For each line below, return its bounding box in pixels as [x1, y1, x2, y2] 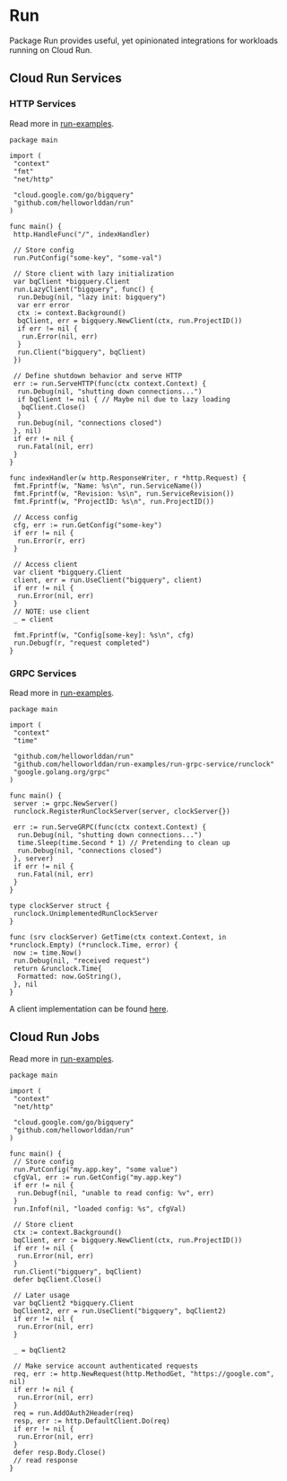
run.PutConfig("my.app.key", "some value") [13, 1165, 178, 1174]
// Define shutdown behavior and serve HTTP [13, 371, 182, 380]
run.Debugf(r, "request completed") [13, 639, 151, 648]
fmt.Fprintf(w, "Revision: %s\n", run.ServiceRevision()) [13, 489, 235, 498]
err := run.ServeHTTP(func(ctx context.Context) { [13, 379, 206, 388]
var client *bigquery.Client [13, 568, 123, 577]
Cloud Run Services [9, 71, 123, 86]
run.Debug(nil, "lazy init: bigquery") [17, 293, 167, 302]
